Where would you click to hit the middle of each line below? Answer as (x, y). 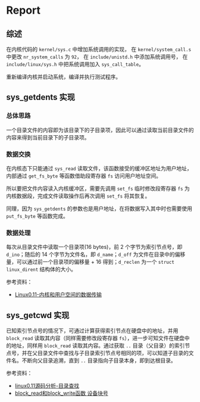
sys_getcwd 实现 (38, 315)
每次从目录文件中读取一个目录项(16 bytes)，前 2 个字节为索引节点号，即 (94, 247)
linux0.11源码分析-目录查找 (47, 386)
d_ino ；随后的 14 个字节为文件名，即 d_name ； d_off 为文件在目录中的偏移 (96, 254)
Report (23, 10)
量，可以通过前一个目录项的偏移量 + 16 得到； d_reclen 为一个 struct (90, 262)
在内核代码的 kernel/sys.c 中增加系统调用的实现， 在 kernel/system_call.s (99, 49)
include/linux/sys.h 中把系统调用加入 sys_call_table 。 (75, 64)
